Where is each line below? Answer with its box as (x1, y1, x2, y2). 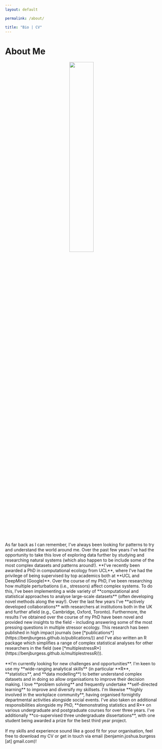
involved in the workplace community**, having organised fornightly (5, 692, 141, 698)
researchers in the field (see (5, 645, 62, 651)
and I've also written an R (96, 635, 147, 641)
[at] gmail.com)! (5, 738, 37, 744)
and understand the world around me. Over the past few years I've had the (5, 547, 154, 553)
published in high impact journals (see (5, 630, 81, 636)
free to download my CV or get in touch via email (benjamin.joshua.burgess (5, 733, 156, 739)
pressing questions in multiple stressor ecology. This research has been (5, 624, 149, 631)
